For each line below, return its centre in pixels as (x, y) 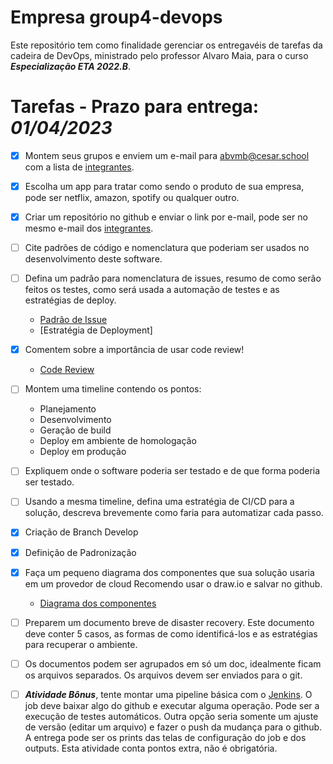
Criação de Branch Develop (81, 532)
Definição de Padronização (80, 552)
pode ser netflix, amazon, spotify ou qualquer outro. (132, 197)
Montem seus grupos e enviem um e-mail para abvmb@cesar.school (167, 155)
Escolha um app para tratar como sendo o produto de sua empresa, (164, 186)
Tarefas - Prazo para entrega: (135, 107)
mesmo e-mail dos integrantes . (89, 228)
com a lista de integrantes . (79, 167)
